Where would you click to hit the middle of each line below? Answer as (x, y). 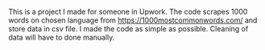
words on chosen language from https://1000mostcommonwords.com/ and (133, 20)
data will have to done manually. (62, 37)
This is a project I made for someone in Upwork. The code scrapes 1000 (128, 12)
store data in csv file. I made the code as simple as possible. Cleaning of (128, 29)
